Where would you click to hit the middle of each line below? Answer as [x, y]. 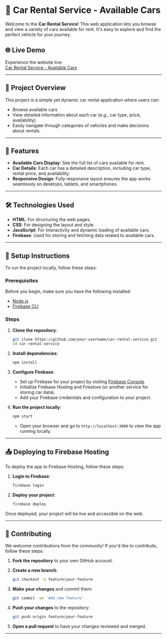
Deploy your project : [34, 495]
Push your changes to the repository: [51, 608]
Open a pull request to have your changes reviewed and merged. [79, 627]
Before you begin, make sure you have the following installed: [68, 291]
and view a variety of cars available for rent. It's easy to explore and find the [83, 29]
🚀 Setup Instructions [38, 256]
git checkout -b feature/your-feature [52, 580]
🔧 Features [22, 151]
